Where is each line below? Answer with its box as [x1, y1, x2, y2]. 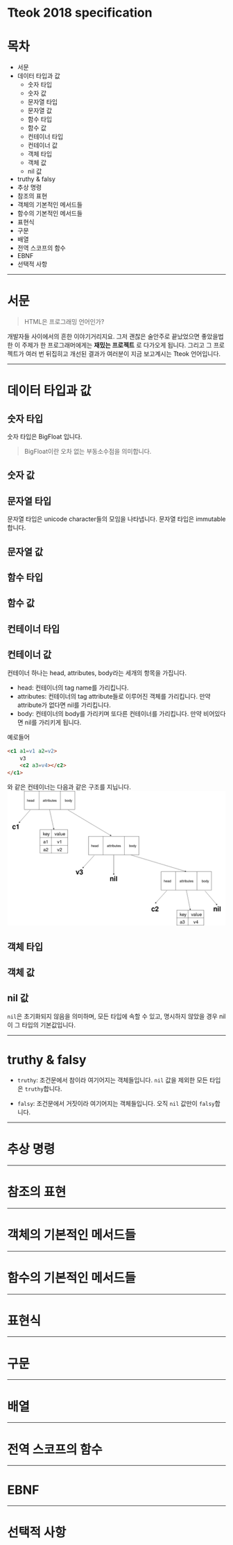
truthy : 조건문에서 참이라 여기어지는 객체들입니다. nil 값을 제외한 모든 [17, 1075, 208, 1084]
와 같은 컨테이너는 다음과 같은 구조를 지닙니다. [7, 783, 132, 792]
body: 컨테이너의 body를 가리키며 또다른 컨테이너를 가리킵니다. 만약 [17, 709, 202, 717]
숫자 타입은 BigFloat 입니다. [7, 432, 83, 441]
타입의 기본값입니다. [21, 1021, 76, 1029]
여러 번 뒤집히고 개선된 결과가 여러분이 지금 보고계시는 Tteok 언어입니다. [25, 350, 221, 358]
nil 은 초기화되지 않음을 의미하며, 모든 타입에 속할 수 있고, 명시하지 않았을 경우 [7, 1011, 218, 1021]
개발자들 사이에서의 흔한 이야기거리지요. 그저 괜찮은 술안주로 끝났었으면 [7, 332, 200, 341]
